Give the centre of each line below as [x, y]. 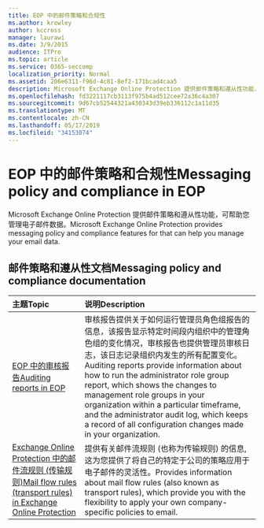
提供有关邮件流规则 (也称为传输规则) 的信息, [165, 448]
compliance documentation [77, 281]
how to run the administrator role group [157, 375]
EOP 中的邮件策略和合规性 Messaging [130, 174]
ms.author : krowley [40, 23]
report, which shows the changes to [151, 385]
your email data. [34, 241]
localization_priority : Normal [59, 74]
